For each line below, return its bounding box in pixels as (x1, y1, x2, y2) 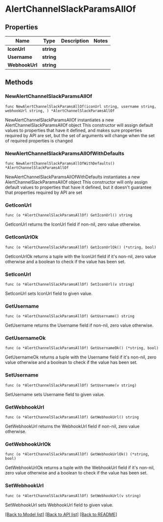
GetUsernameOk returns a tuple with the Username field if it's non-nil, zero (5, 354, 157, 360)
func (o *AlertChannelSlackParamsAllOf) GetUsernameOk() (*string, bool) (5, 346, 159, 351)
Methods (5, 78, 33, 87)
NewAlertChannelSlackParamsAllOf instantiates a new (5, 117, 114, 123)
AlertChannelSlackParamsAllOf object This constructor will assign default (5, 122, 153, 128)
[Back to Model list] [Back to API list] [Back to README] (5, 511, 117, 517)
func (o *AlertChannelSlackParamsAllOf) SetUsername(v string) (5, 383, 137, 388)
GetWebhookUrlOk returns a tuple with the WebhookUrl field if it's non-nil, (5, 465, 155, 471)
